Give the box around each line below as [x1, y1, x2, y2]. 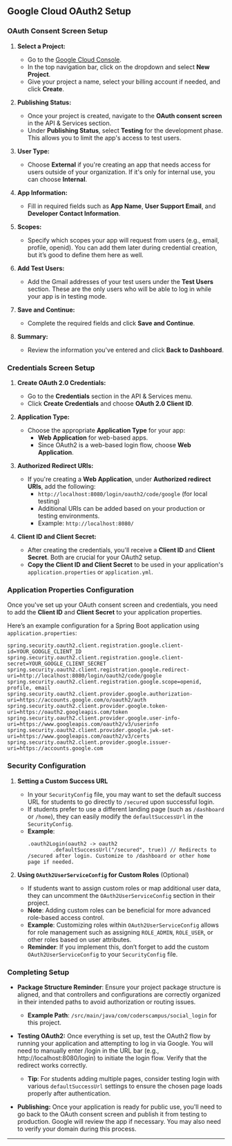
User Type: [17, 147, 50, 155]
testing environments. [37, 511, 100, 520]
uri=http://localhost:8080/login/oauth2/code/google [7, 673, 162, 679]
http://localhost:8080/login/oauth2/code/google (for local [37, 489, 208, 498]
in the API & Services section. [27, 119, 112, 127]
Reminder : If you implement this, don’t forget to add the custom [27, 943, 209, 951]
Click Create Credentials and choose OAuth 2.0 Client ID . [27, 399, 193, 407]
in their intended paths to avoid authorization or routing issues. [17, 997, 196, 1006]
